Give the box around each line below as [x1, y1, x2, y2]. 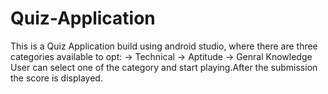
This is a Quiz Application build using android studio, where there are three [10, 40, 318, 52]
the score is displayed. [10, 72, 103, 84]
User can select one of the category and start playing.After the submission [10, 61, 318, 73]
